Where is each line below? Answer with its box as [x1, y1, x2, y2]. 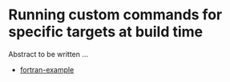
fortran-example [19, 64, 75, 74]
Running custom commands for [8, 6, 223, 24]
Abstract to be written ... [8, 49, 89, 59]
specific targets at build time [8, 23, 203, 41]
